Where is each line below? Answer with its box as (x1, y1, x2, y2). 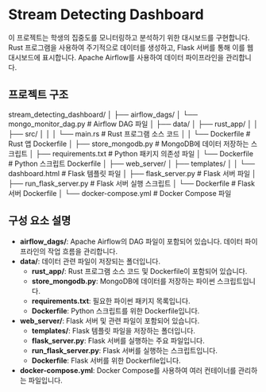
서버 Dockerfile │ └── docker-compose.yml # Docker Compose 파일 (8, 188, 232, 198)
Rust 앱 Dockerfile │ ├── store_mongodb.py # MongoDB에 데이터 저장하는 (8, 139, 249, 148)
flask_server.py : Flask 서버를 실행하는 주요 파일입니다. (31, 336, 205, 345)
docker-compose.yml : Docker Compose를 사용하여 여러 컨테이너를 (19, 365, 237, 375)
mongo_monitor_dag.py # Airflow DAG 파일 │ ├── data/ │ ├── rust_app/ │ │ (8, 119, 259, 129)
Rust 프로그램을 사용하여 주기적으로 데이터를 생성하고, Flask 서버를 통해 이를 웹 (8, 42, 254, 52)
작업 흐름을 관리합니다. (47, 246, 118, 256)
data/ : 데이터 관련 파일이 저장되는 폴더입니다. (19, 256, 161, 266)
